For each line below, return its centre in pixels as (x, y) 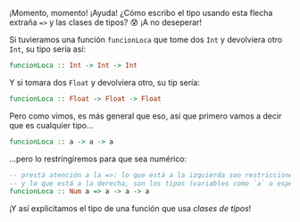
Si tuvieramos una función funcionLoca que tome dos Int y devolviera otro (146, 40)
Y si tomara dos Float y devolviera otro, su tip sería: (105, 82)
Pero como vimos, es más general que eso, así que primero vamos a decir (146, 116)
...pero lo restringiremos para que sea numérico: (98, 159)
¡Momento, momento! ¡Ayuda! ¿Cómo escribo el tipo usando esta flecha (141, 13)
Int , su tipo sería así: (48, 49)
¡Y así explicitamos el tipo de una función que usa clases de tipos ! (130, 209)
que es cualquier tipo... (51, 125)
